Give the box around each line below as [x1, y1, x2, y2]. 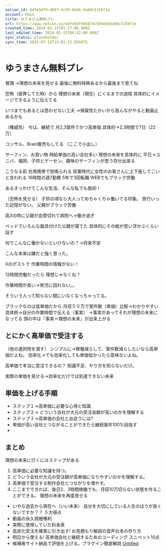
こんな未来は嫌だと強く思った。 [5, 250, 71, 256]
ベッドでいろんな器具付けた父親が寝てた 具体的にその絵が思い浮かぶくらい [5, 223, 159, 229]
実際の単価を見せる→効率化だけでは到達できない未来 [5, 373, 114, 379]
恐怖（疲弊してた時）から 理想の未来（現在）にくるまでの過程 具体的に [5, 91, 151, 96]
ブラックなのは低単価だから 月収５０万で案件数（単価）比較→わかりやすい [5, 303, 159, 309]
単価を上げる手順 [5, 389, 58, 397]
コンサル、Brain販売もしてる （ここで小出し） [5, 141, 100, 147]
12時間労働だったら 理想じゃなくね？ [5, 272, 81, 277]
